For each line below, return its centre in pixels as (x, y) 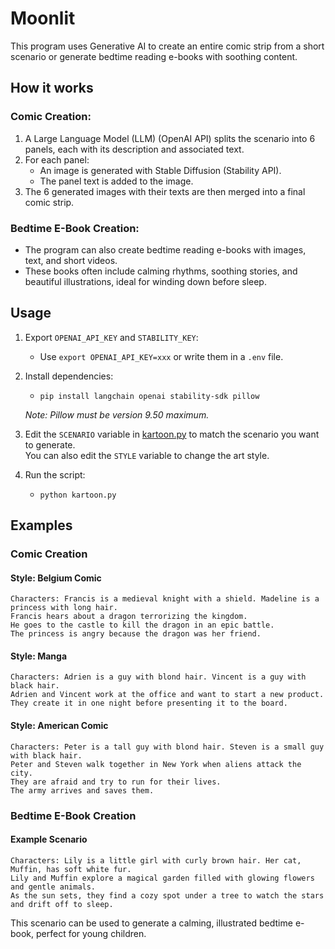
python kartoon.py (78, 495)
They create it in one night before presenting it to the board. (149, 703)
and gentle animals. (53, 887)
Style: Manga (39, 656)
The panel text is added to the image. (116, 181)
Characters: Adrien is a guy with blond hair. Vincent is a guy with (158, 677)
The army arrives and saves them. (82, 790)
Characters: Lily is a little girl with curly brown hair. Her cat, (156, 860)
